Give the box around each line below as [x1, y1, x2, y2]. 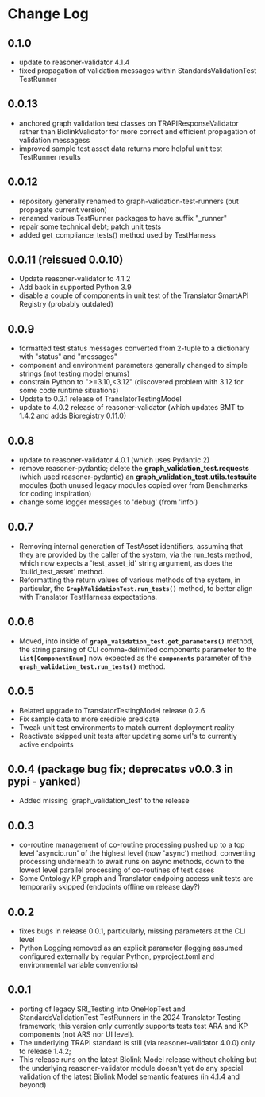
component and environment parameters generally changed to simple [18, 361, 248, 370]
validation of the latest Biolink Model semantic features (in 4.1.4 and [18, 1072, 240, 1081]
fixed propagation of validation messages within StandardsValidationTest [18, 66, 257, 75]
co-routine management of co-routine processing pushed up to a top [18, 840, 245, 850]
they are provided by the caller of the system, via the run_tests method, [18, 550, 253, 559]
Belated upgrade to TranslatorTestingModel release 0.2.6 [18, 705, 205, 715]
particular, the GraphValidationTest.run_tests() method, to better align [18, 583, 253, 593]
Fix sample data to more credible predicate [18, 714, 159, 724]
